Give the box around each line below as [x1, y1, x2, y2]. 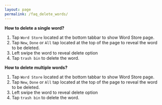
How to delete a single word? [4, 25, 64, 31]
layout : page [4, 7, 31, 12]
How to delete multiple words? [4, 64, 68, 70]
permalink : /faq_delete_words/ [4, 12, 68, 17]
